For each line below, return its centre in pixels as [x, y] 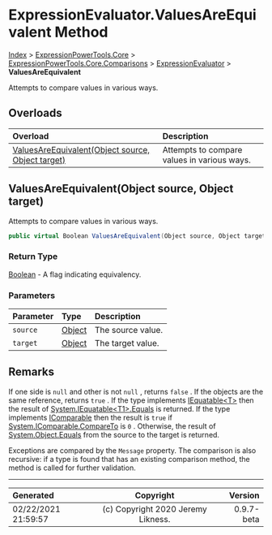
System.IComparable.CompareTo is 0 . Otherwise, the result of [112, 426]
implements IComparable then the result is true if [90, 417]
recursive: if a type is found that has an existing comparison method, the [129, 459]
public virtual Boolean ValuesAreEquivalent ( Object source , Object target [137, 236]
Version [244, 495]
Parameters [32, 296]
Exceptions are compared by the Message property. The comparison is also [132, 450]
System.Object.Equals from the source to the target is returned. [114, 434]
